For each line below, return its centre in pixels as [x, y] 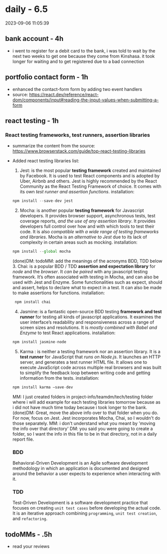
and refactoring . [30, 519]
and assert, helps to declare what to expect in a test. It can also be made [87, 287]
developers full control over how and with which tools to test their [87, 226]
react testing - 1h [32, 121]
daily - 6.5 [27, 9]
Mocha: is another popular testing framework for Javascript [82, 210]
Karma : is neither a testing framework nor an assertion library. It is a [90, 351]
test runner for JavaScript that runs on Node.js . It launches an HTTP [90, 357]
